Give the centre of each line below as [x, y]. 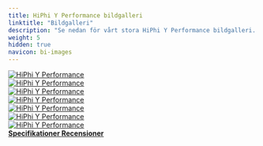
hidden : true [30, 45]
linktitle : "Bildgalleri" [51, 23]
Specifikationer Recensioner [56, 133]
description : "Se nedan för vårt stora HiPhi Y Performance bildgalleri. [132, 30]
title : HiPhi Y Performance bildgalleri [76, 15]
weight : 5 [24, 37]
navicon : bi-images [40, 52]
